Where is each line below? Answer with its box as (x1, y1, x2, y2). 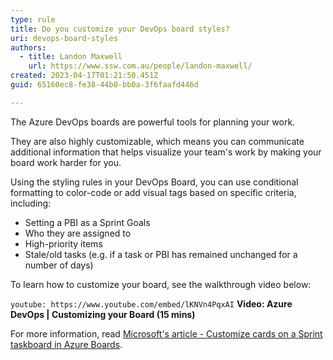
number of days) (24, 259, 94, 271)
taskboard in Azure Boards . (10, 338, 123, 350)
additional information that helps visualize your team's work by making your (10, 146, 322, 158)
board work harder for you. (10, 156, 122, 168)
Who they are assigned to (24, 227, 132, 239)
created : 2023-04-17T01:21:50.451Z (10, 71, 159, 81)
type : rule (10, 14, 56, 25)
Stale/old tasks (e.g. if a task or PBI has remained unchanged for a (24, 248, 298, 260)
